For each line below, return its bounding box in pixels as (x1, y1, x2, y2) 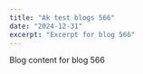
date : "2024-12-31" (9, 22, 83, 31)
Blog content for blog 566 (9, 55, 106, 66)
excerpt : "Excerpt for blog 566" (9, 30, 136, 39)
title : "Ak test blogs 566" (9, 13, 116, 23)
